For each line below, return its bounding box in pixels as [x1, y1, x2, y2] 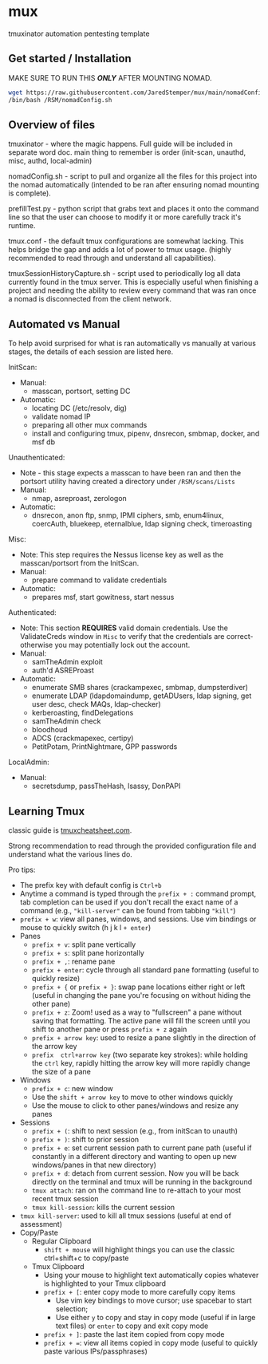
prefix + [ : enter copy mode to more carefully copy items [43, 1287, 236, 1296]
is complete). [8, 188, 52, 198]
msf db [31, 437, 56, 447]
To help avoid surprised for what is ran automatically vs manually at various [8, 338, 257, 349]
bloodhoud [31, 725, 68, 735]
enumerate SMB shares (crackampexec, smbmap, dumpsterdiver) [31, 683, 249, 692]
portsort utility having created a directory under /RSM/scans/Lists [19, 477, 235, 487]
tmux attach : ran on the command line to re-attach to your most [31, 1185, 242, 1195]
